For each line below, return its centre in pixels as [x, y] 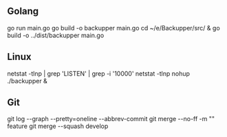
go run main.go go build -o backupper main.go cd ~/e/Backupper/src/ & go [113, 28]
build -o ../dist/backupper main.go [56, 35]
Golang [23, 11]
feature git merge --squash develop [58, 126]
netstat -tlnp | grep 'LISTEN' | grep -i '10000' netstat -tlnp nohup [99, 73]
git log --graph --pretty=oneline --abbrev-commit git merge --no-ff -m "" [111, 119]
